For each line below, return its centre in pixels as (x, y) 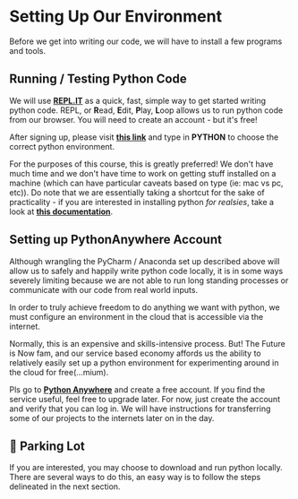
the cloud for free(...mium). (59, 372)
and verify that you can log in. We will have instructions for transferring (140, 409)
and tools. (28, 50)
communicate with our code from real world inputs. (104, 289)
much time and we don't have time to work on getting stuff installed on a (143, 173)
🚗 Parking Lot (47, 446)
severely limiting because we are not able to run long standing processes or (149, 280)
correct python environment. (62, 146)
